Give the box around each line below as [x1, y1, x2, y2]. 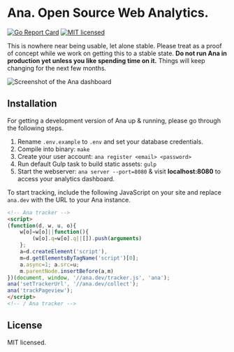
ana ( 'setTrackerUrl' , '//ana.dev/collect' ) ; [7, 281, 139, 288]
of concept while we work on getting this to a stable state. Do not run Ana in [7, 49, 227, 57]
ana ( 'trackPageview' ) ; [7, 287, 73, 295]
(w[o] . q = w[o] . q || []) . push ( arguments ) [32, 235, 142, 242]
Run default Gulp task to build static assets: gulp [17, 160, 157, 168]
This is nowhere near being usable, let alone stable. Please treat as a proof [7, 41, 222, 50]
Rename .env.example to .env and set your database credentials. [17, 137, 204, 146]
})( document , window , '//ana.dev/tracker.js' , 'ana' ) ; [7, 274, 170, 281]
